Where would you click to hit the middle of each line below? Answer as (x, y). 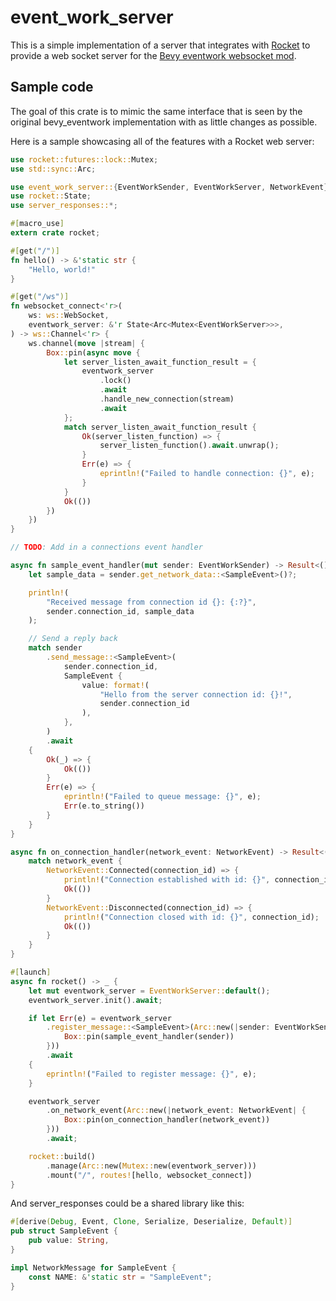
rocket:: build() (62, 1156)
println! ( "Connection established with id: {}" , (167, 880)
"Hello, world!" (62, 269)
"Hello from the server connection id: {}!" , (196, 694)
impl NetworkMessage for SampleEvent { (93, 1267)
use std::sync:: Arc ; (53, 169)
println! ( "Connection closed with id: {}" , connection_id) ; (191, 917)
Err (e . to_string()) (104, 806)
